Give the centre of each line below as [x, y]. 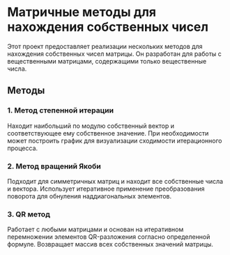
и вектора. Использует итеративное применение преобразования [106, 189]
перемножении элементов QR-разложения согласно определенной [109, 237]
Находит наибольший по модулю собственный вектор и [91, 126]
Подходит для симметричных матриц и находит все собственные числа [115, 181]
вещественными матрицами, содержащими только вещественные [107, 61]
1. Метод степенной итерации [60, 110]
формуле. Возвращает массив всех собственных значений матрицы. [110, 245]
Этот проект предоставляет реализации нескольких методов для [105, 46]
